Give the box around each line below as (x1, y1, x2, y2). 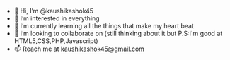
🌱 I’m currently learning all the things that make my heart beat (13, 22, 195, 30)
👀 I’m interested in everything (13, 14, 100, 23)
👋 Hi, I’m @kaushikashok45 (13, 7, 94, 15)
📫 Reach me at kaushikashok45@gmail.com (13, 44, 145, 53)
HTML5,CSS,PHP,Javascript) (13, 37, 98, 45)
